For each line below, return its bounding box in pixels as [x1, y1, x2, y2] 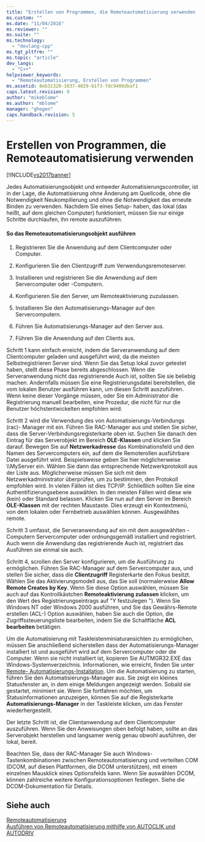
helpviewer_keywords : [6, 72, 62, 78]
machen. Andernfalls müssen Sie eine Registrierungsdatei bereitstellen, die [6, 378, 196, 386]
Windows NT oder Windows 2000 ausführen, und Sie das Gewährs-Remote [6, 603, 198, 611]
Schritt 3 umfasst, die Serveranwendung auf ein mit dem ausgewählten [6, 526, 185, 534]
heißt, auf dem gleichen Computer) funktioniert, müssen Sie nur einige [6, 209, 184, 216]
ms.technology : [6, 37, 45, 44]
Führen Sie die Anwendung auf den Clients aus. [15, 334, 136, 342]
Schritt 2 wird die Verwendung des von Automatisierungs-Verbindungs [6, 416, 185, 424]
